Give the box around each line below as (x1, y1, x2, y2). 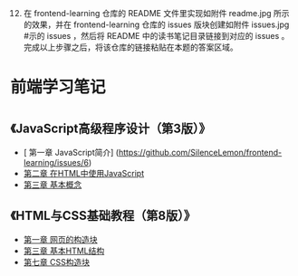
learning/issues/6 (23, 157, 90, 167)
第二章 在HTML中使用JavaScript (23, 167, 144, 178)
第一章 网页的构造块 (23, 233, 98, 244)
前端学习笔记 (10, 77, 107, 98)
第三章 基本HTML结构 (23, 245, 105, 256)
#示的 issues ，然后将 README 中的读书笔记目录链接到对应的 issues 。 (23, 31, 290, 41)
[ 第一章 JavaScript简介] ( (23, 147, 120, 157)
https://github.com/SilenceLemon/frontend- (118, 147, 283, 157)
